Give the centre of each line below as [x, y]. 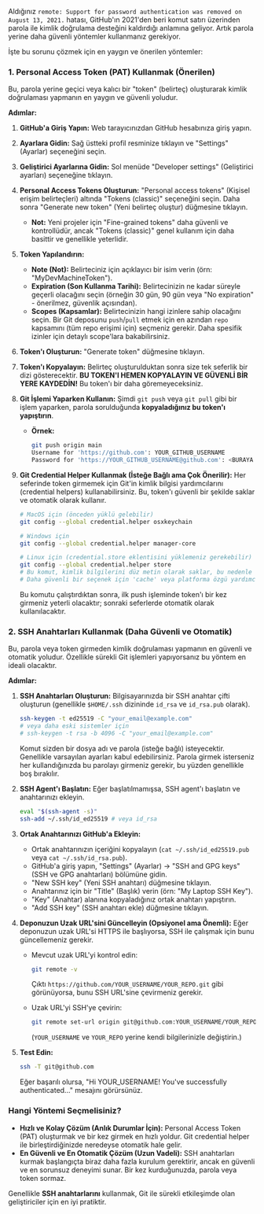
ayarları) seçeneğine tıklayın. [66, 175]
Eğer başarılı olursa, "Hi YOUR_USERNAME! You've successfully [123, 1082]
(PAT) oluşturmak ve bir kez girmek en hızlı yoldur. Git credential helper [134, 1136]
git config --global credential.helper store [95, 565]
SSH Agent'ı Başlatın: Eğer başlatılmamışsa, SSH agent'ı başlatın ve [130, 788]
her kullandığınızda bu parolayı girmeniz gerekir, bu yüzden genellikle [132, 765]
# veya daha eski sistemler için [74, 726]
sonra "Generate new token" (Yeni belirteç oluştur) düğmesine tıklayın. [134, 207]
